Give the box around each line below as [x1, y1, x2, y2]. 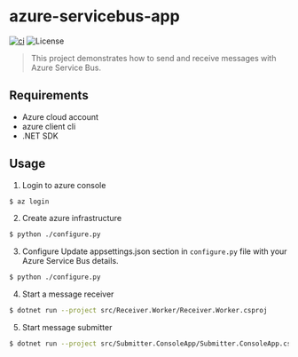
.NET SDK [21, 131, 59, 141]
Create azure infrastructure [21, 213, 122, 224]
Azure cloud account [21, 111, 99, 122]
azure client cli [21, 121, 76, 131]
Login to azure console [21, 179, 106, 190]
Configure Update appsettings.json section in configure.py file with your [21, 246, 287, 257]
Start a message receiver [21, 289, 114, 299]
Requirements [9, 88, 89, 103]
